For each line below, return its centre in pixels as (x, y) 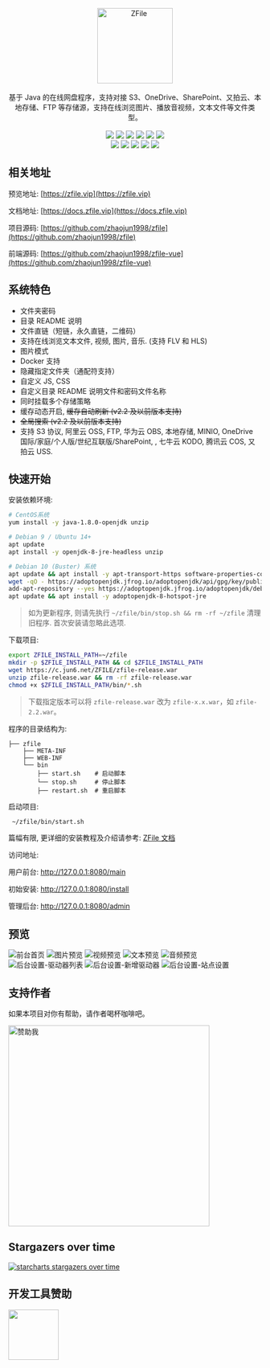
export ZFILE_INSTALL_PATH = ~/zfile (68, 655)
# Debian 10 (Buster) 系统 (52, 567)
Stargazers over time (62, 1247)
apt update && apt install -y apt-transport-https (95, 574)
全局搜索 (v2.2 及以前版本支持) (71, 421)
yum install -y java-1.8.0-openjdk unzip (79, 522)
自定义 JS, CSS (45, 381)
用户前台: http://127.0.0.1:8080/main (67, 872)
